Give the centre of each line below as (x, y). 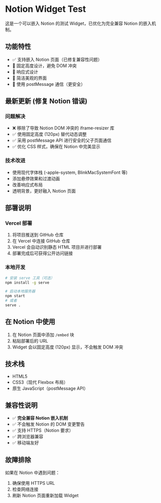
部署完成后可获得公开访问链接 (42, 253)
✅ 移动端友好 (26, 443)
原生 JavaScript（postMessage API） (50, 388)
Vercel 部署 (19, 223)
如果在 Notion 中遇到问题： (32, 473)
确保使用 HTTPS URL (33, 483)
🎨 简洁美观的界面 (29, 78)
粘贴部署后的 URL (30, 341)
